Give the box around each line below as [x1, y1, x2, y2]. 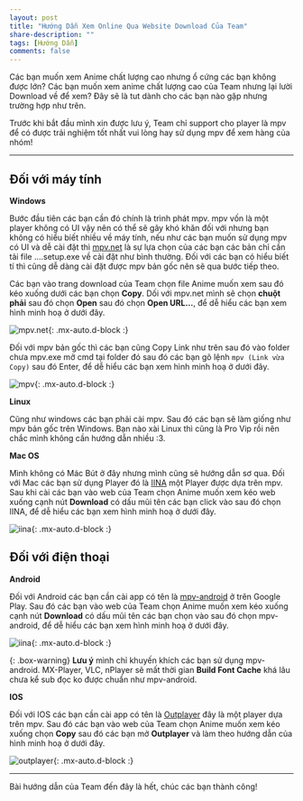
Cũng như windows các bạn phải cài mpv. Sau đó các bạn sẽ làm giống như [9, 413, 291, 424]
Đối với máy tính [9, 171, 102, 187]
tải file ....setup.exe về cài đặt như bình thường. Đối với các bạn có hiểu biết [9, 251, 289, 262]
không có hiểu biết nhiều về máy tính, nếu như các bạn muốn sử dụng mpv [9, 232, 288, 243]
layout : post [9, 13, 59, 23]
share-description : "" [9, 30, 95, 39]
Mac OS [9, 450, 40, 461]
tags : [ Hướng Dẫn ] [9, 38, 78, 48]
